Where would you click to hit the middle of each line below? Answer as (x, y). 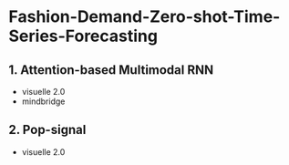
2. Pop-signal (47, 130)
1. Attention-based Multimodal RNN (111, 70)
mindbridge (43, 101)
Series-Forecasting (83, 36)
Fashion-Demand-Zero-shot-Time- (144, 17)
